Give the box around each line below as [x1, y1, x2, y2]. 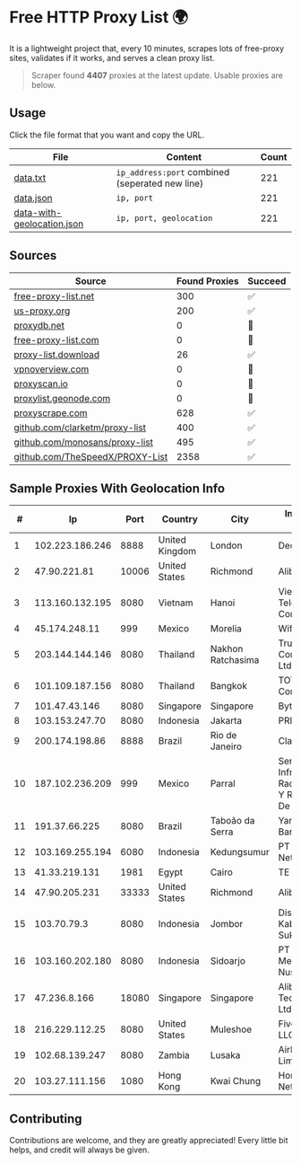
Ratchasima [210, 654, 260, 666]
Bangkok [210, 680, 248, 692]
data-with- [13, 206, 63, 218]
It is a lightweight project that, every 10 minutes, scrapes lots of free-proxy [9, 42, 285, 54]
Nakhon [210, 643, 244, 656]
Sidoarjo [210, 955, 246, 967]
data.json [13, 191, 53, 204]
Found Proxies [176, 275, 239, 287]
